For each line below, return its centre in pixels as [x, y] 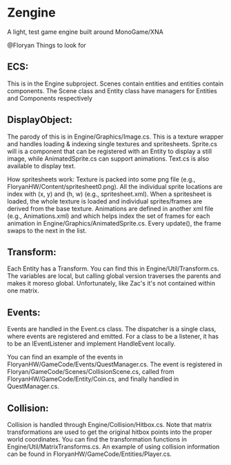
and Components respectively [50, 98]
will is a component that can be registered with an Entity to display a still [110, 151]
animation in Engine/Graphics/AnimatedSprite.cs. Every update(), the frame [114, 223]
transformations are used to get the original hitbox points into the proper [110, 432]
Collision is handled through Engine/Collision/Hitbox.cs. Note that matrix [110, 425]
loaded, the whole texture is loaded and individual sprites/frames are [105, 201]
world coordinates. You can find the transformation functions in [97, 439]
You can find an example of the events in [65, 357]
